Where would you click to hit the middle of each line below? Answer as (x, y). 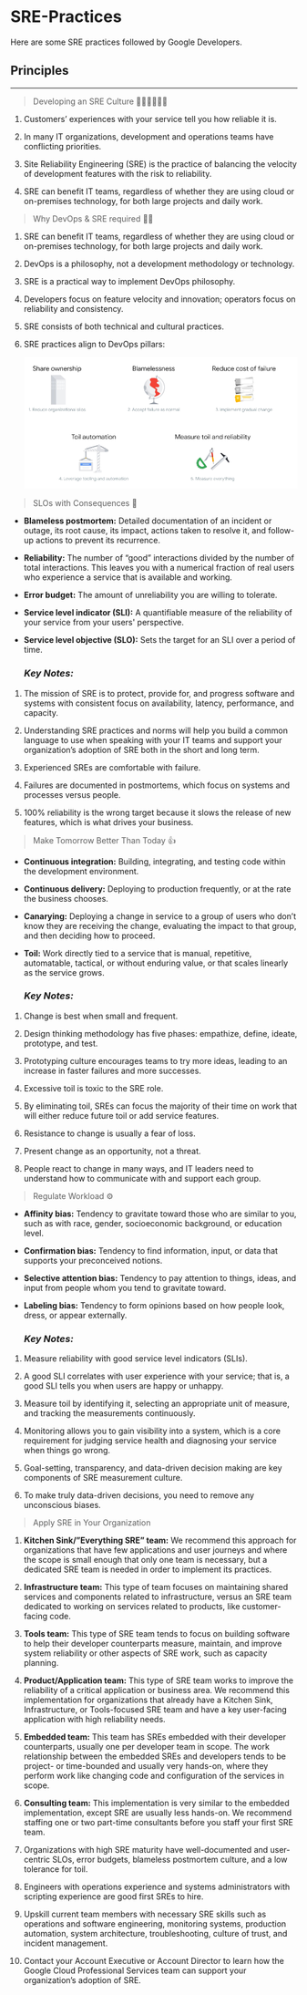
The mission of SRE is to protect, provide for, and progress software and (159, 693)
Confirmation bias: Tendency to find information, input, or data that (151, 1250)
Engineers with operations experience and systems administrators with (157, 1887)
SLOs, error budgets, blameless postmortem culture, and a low (170, 1860)
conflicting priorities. (62, 146)
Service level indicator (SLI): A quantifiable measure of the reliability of (158, 613)
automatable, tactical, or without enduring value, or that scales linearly (156, 963)
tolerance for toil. (56, 1869)
